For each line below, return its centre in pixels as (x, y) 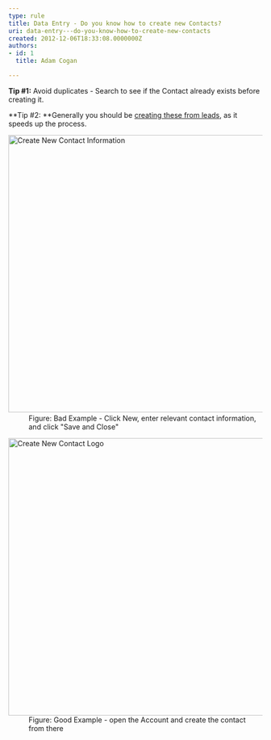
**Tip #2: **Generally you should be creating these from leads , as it (123, 115)
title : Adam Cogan (47, 61)
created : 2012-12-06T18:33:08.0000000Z (75, 38)
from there (46, 728)
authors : (23, 46)
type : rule (27, 16)
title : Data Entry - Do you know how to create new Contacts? (115, 23)
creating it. (26, 99)
